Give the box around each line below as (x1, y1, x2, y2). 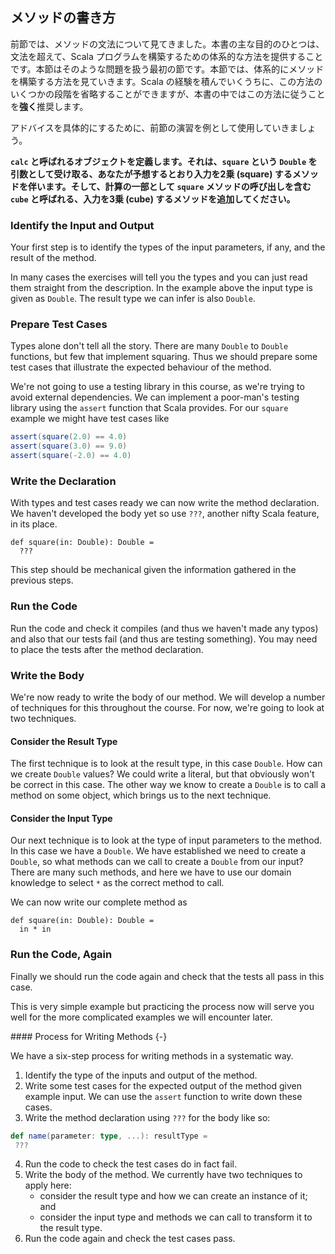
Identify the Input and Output (10, 218, 155, 232)
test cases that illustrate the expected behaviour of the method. (10, 361, 272, 373)
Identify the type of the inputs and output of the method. (24, 1069, 258, 1081)
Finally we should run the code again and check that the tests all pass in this (10, 970, 325, 982)
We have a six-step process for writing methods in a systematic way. (10, 1049, 294, 1062)
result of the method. (10, 252, 97, 264)
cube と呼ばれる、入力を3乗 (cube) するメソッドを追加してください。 (10, 193, 296, 205)
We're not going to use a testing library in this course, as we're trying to (10, 381, 305, 393)
